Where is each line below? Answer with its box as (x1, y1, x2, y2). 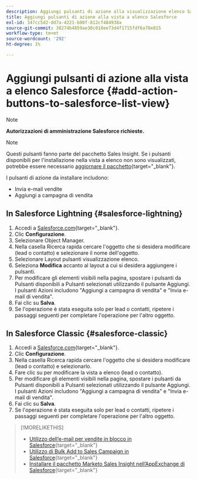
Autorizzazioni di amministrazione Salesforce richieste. (6, 127, 145, 134)
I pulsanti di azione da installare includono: (6, 174, 109, 181)
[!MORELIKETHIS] (20, 424, 64, 431)
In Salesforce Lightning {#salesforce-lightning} (6, 209, 183, 219)
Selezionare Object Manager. (14, 237, 85, 244)
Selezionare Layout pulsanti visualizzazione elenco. (14, 255, 140, 262)
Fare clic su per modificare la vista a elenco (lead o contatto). (14, 369, 163, 376)
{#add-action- (106, 85, 178, 97)
